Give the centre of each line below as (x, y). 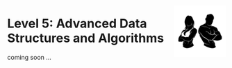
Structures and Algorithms (86, 38)
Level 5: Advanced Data (77, 24)
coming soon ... (30, 57)
